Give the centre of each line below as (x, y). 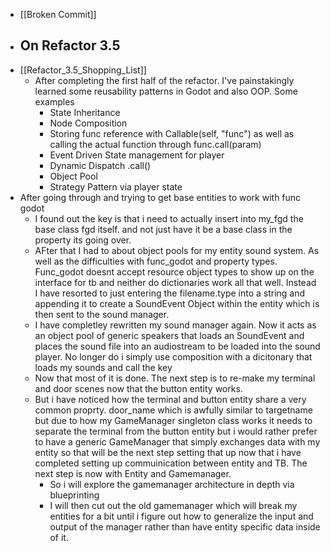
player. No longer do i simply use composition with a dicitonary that (173, 356)
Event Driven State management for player (137, 155)
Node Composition (88, 123)
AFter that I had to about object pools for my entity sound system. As (177, 250)
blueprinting (74, 495)
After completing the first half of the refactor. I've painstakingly (164, 80)
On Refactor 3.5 (70, 45)
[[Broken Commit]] (58, 14)
